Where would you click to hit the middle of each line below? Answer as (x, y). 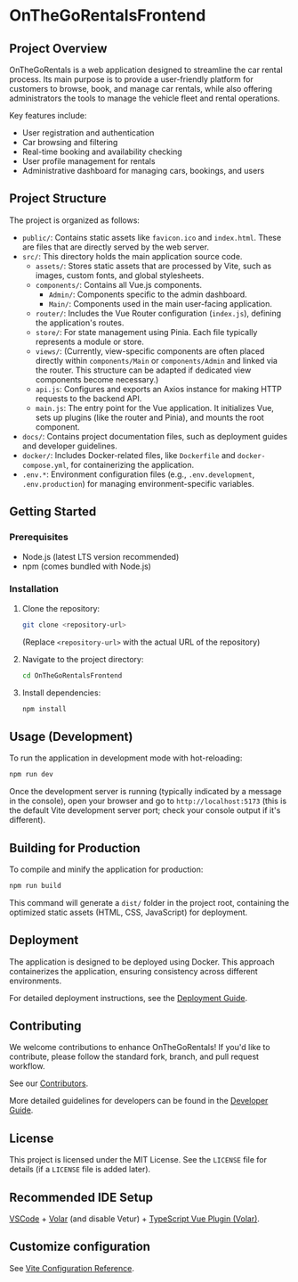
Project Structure (58, 198)
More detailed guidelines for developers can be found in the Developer (139, 1101)
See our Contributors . (49, 1083)
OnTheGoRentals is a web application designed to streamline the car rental (146, 70)
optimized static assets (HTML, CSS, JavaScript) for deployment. (129, 912)
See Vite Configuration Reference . (72, 1268)
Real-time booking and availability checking (102, 152)
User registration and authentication (88, 133)
